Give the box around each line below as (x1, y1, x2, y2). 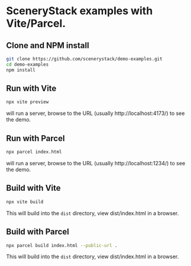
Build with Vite (6, 183, 61, 193)
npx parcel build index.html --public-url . (6, 242, 118, 248)
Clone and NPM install (6, 40, 90, 50)
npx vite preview (6, 99, 49, 105)
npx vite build (6, 198, 44, 205)
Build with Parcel (6, 227, 70, 237)
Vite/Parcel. (6, 17, 66, 30)
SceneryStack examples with (6, 4, 153, 18)
